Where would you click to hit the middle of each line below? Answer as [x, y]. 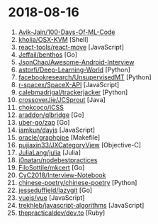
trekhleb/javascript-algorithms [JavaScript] [81, 205]
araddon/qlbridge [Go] [51, 115]
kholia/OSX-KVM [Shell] [53, 39]
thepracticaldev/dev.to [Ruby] [62, 213]
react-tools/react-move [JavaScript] [71, 47]
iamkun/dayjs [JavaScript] [56, 130]
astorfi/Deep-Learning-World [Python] [74, 69]
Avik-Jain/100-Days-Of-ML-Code [67, 32]
